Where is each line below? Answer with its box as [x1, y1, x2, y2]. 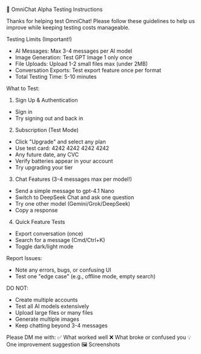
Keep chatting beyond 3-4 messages [15, 322, 108, 329]
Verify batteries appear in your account [15, 157, 113, 165]
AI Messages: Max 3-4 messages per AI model [15, 47, 133, 54]
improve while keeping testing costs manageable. [6, 24, 130, 31]
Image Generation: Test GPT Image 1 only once [15, 54, 133, 61]
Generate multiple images [15, 315, 80, 323]
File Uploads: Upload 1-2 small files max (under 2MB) [15, 61, 148, 67]
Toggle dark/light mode [15, 243, 74, 250]
